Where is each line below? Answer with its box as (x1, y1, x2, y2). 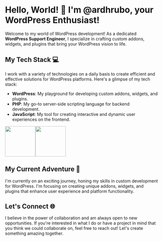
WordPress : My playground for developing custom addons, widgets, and (12, 91, 158, 96)
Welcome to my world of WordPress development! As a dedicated (5, 31, 137, 36)
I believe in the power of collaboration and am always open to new (5, 215, 137, 221)
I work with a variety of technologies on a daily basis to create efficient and (5, 71, 155, 77)
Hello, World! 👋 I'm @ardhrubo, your (5, 4, 154, 16)
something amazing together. (5, 230, 64, 237)
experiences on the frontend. (12, 116, 70, 122)
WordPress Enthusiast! (5, 15, 100, 26)
